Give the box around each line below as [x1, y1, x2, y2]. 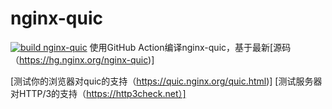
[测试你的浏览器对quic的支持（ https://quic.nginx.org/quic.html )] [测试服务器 [10, 75, 323, 87]
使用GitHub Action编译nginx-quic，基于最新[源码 [89, 41, 292, 53]
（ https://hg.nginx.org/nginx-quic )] [10, 53, 155, 66]
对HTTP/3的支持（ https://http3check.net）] [10, 87, 187, 99]
